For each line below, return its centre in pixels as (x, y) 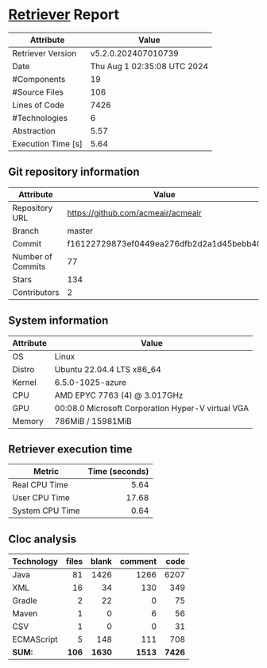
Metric (46, 472)
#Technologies (40, 118)
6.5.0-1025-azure (91, 382)
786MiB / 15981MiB (93, 421)
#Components (39, 79)
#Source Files (38, 91)
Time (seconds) (118, 472)
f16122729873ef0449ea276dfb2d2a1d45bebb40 (164, 243)
